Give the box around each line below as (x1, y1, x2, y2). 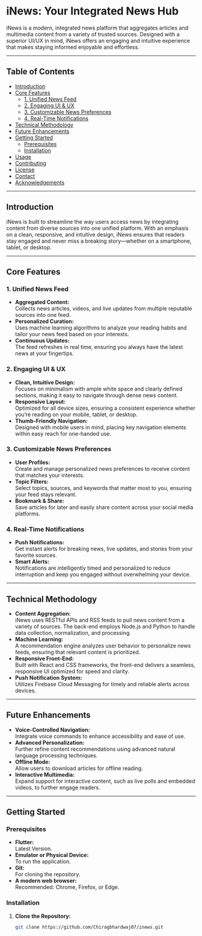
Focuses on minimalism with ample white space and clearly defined (14, 385, 183, 392)
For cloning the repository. (14, 871, 81, 878)
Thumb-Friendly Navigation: (14, 417, 88, 424)
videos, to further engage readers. (14, 783, 100, 791)
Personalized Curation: (14, 318, 74, 325)
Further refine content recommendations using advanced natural (14, 745, 176, 753)
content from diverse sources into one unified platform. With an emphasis (6, 224, 189, 232)
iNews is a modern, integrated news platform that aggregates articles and (6, 24, 189, 31)
